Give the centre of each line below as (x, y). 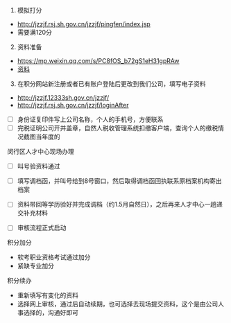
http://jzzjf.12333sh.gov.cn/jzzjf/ (63, 98)
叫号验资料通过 (38, 166)
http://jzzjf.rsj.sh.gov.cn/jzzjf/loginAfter (73, 105)
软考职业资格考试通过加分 (54, 257)
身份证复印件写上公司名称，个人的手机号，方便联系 (90, 119)
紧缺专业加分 (35, 266)
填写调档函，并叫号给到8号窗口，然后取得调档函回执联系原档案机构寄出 (119, 181)
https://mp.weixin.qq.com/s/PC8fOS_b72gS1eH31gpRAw (98, 61)
